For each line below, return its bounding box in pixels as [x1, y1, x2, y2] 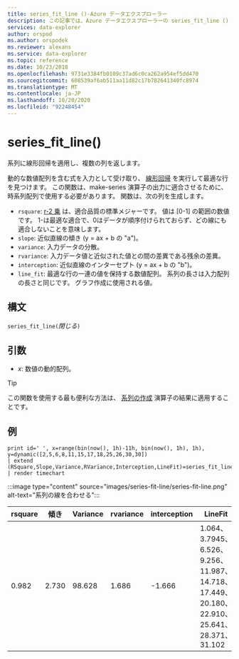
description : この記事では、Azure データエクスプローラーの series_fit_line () [7, 17, 229, 24]
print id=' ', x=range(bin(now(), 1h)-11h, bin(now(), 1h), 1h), [7, 445, 205, 452]
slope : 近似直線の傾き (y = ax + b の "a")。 [17, 233, 142, 242]
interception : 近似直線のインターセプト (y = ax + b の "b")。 [17, 260, 196, 268]
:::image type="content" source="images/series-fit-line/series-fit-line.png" [7, 483, 228, 491]
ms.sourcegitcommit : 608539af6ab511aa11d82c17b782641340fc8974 [7, 76, 199, 84]
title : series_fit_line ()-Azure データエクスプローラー [7, 10, 168, 18]
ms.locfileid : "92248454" [7, 104, 84, 111]
